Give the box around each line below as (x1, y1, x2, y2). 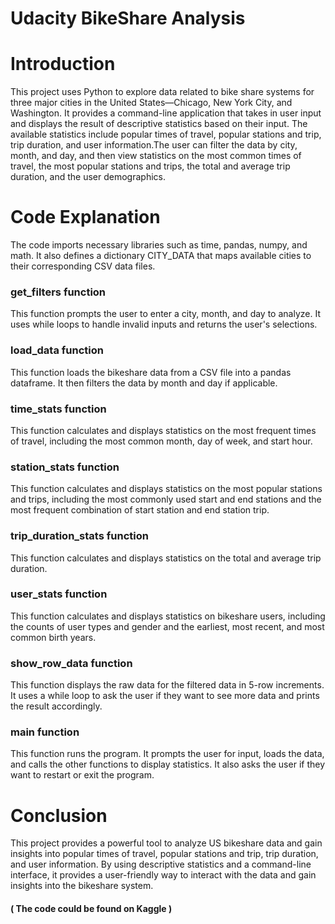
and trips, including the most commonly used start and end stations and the (10, 493, 322, 506)
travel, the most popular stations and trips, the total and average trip (10, 160, 291, 172)
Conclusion (10, 804, 108, 827)
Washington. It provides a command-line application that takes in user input (10, 107, 322, 119)
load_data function (10, 343, 104, 357)
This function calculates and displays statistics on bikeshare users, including (10, 610, 326, 622)
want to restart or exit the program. (10, 769, 155, 781)
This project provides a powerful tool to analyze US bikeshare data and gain (10, 837, 323, 849)
